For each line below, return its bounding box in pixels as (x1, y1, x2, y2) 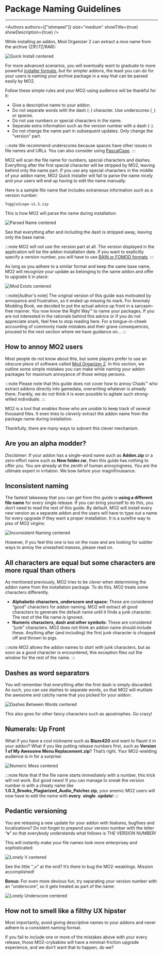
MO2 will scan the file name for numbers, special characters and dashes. (5, 157, 151, 163)
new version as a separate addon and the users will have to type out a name (5, 510, 158, 516)
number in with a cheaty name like (5, 782, 74, 788)
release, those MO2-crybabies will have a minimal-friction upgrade (5, 939, 139, 945)
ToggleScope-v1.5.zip (5, 202, 49, 207)
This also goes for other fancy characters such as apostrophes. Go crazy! (5, 711, 152, 716)
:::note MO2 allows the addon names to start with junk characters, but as (5, 644, 150, 650)
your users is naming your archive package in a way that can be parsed (5, 73, 148, 79)
